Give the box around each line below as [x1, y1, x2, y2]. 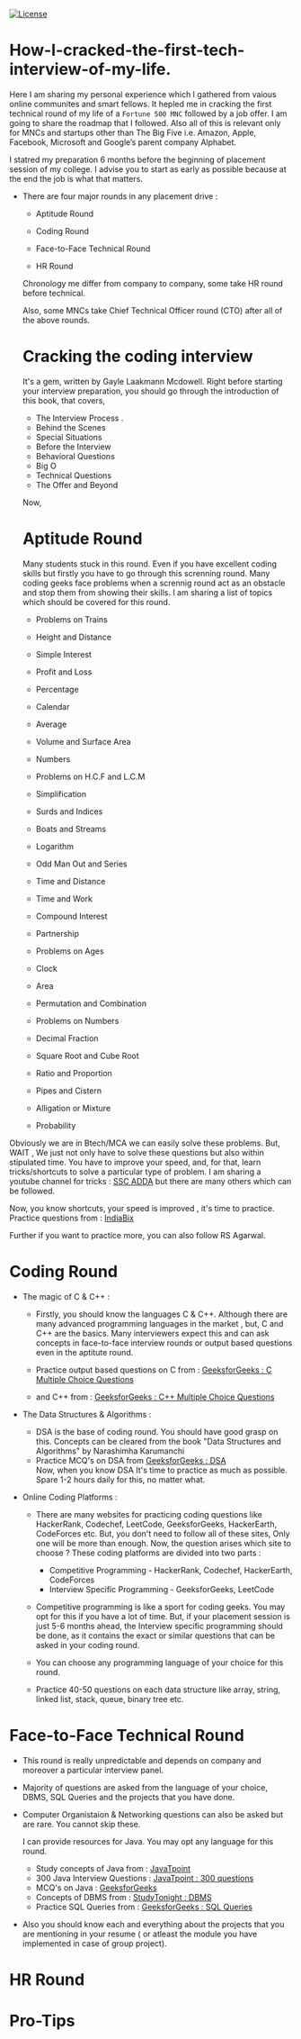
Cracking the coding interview [22, 347, 253, 367]
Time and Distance [35, 875, 106, 886]
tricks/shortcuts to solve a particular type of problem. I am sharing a [9, 1166, 261, 1177]
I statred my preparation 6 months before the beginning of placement [9, 154, 266, 165]
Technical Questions [35, 469, 112, 481]
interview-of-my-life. [9, 59, 172, 80]
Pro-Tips [9, 2011, 75, 2031]
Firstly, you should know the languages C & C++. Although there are [35, 1309, 288, 1319]
